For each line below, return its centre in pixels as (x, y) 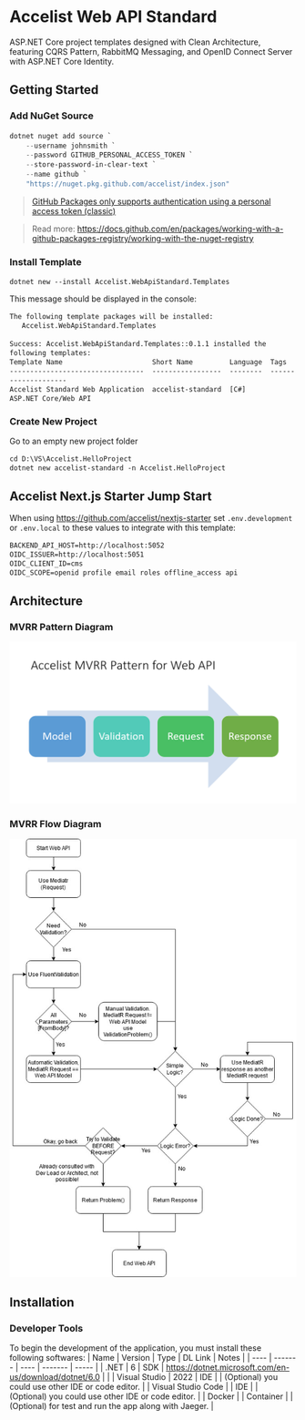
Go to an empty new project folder (74, 441)
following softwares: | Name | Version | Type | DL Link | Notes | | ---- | (141, 1358)
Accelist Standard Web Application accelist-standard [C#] (128, 390)
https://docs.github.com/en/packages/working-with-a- (180, 229)
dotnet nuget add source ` (61, 136)
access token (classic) (74, 210)
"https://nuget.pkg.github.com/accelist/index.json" (128, 184)
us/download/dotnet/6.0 (55, 1377)
